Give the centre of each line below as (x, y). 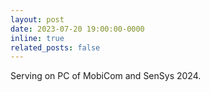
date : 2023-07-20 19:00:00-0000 (77, 29)
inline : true (37, 38)
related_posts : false (55, 47)
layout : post (37, 19)
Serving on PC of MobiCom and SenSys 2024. (106, 76)
